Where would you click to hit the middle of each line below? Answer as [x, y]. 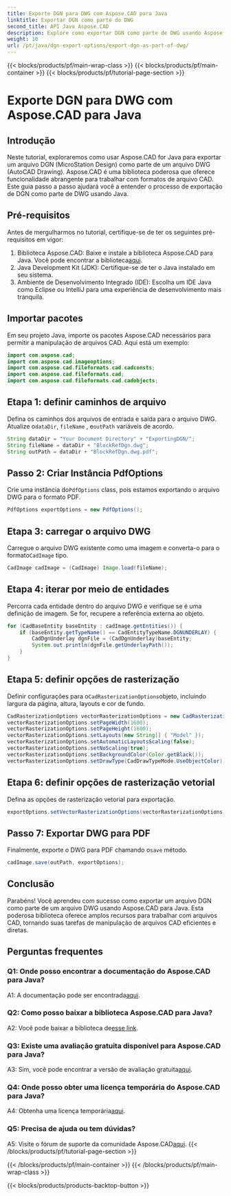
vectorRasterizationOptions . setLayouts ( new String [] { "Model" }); [106, 736]
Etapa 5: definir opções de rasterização [93, 679]
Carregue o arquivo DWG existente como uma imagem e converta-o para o [113, 548]
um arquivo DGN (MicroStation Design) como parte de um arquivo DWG [109, 164]
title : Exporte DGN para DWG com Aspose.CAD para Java [87, 13]
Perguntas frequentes [55, 952]
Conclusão [31, 884]
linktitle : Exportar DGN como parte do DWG [70, 20]
